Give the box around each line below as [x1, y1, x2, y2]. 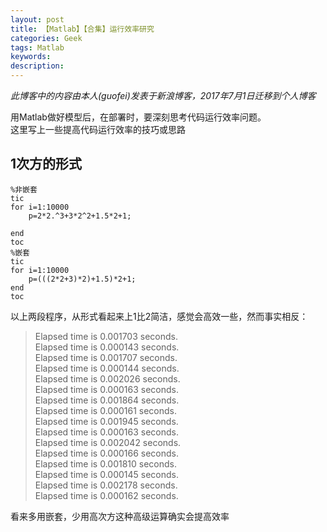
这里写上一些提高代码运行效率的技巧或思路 [10, 124, 186, 135]
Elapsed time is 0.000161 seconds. [34, 404, 178, 416]
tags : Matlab [10, 42, 65, 53]
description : [10, 61, 65, 71]
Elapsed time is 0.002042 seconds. [34, 436, 182, 448]
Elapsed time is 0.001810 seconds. [34, 457, 177, 470]
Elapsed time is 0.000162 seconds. [34, 489, 179, 501]
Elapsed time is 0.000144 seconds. [34, 362, 180, 374]
